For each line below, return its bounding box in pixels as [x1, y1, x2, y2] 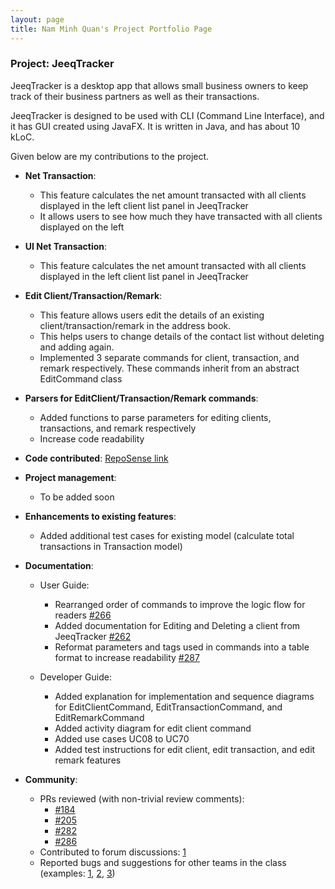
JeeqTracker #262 [54, 630, 132, 642]
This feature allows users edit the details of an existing [39, 309, 265, 321]
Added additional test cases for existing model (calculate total [39, 529, 295, 541]
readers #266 [54, 609, 112, 621]
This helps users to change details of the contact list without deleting [39, 330, 325, 342]
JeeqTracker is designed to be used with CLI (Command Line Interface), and [10, 109, 325, 121]
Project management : [24, 471, 117, 483]
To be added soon [39, 491, 115, 503]
